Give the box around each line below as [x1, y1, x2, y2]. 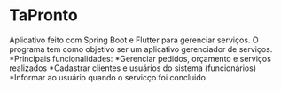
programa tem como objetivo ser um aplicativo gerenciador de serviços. [9, 43, 273, 54]
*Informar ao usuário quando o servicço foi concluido [9, 72, 207, 82]
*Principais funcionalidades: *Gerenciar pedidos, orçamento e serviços [9, 53, 272, 64]
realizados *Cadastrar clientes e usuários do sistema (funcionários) [9, 63, 257, 73]
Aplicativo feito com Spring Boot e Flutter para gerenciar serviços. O [9, 34, 259, 45]
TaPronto [9, 5, 78, 26]
